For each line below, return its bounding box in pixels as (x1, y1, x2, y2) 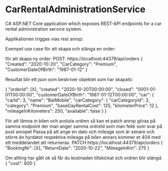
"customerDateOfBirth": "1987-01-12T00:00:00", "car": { (36, 91, 154, 97)
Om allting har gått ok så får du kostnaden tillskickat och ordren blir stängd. (5, 155, 163, 161)
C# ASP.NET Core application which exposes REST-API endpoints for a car (5, 20, 162, 27)
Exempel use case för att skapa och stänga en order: (5, 45, 116, 52)
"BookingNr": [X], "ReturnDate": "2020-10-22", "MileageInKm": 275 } (5, 144, 150, 151)
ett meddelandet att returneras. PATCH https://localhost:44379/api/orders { (5, 139, 163, 145)
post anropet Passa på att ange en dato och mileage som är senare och (5, 129, 155, 135)
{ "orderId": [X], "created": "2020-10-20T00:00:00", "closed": (5, 86, 135, 92)
